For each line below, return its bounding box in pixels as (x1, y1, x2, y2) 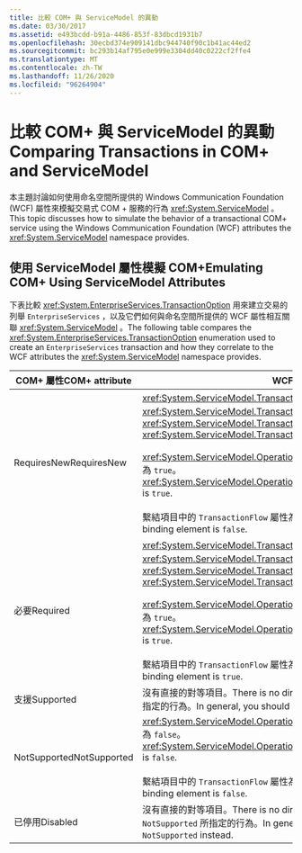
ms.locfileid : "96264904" (9, 80, 106, 89)
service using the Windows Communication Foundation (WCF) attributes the (9, 222, 292, 233)
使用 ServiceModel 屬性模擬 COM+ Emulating (9, 260, 263, 275)
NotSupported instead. (142, 829, 234, 841)
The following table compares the (127, 322, 252, 333)
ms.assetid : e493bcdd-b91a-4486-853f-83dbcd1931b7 (9, 30, 203, 39)
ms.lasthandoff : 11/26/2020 (9, 72, 115, 81)
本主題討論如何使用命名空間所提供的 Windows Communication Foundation (9, 191, 285, 202)
